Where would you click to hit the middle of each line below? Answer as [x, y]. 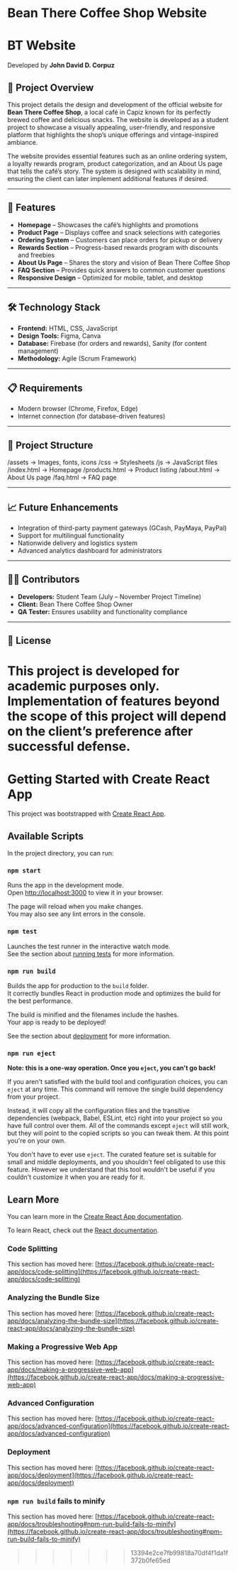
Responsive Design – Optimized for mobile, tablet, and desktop [110, 278]
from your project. [34, 1097]
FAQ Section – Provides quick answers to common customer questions [121, 270]
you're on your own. [36, 1141]
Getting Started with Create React [109, 779]
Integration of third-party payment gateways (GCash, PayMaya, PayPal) [122, 528]
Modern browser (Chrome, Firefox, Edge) [78, 409]
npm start [24, 871]
